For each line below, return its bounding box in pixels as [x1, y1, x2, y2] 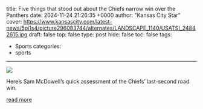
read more [6, 96, 32, 103]
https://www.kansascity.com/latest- [23, 18, 112, 25]
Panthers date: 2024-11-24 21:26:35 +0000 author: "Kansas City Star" [6, 12, 181, 19]
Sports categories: [14, 42, 62, 50]
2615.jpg [6, 31, 28, 38]
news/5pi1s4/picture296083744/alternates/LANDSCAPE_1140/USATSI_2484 [6, 24, 196, 31]
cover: [6, 18, 22, 25]
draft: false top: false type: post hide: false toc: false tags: [28, 31, 172, 38]
